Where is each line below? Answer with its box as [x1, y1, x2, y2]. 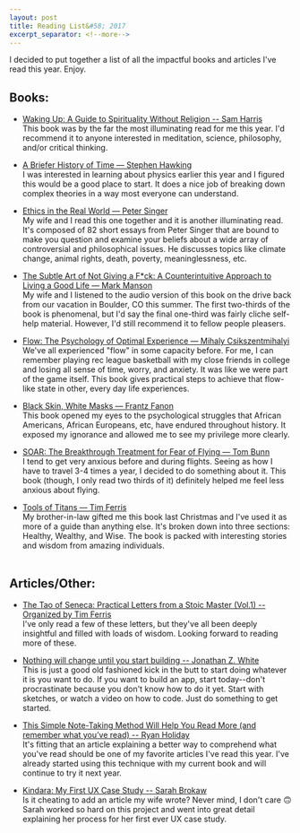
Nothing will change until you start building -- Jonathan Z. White [21, 655, 260, 665]
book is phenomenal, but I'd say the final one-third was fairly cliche [21, 308, 271, 319]
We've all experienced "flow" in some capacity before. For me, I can [21, 345, 274, 356]
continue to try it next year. [21, 768, 123, 778]
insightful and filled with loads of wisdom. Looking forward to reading [21, 629, 279, 638]
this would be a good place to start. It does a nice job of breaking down [21, 178, 286, 189]
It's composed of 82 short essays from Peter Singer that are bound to [21, 225, 279, 236]
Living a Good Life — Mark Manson [21, 280, 153, 291]
